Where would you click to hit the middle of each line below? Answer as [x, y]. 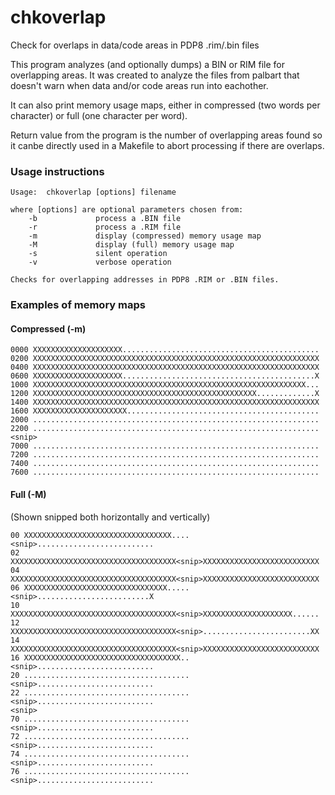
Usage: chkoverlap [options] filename [93, 192]
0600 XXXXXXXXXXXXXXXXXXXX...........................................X [165, 376]
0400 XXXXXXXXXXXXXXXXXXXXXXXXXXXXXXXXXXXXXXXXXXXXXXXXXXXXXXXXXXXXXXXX [165, 367]
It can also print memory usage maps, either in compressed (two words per [165, 105]
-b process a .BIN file [105, 219]
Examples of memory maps [78, 305]
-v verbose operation [100, 262]
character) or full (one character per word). [99, 115]
